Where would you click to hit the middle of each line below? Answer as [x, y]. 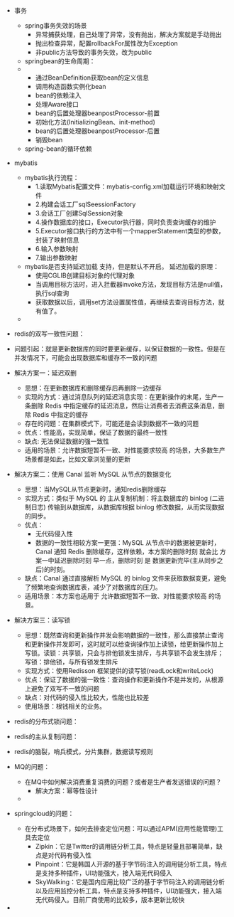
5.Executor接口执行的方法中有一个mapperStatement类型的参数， [130, 231]
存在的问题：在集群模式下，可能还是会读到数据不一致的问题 [112, 423]
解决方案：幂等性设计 [66, 791]
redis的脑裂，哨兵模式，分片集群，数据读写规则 [84, 752]
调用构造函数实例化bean [71, 86]
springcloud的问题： [44, 813]
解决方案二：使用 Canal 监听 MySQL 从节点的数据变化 [93, 474]
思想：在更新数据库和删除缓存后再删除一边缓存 [93, 388]
